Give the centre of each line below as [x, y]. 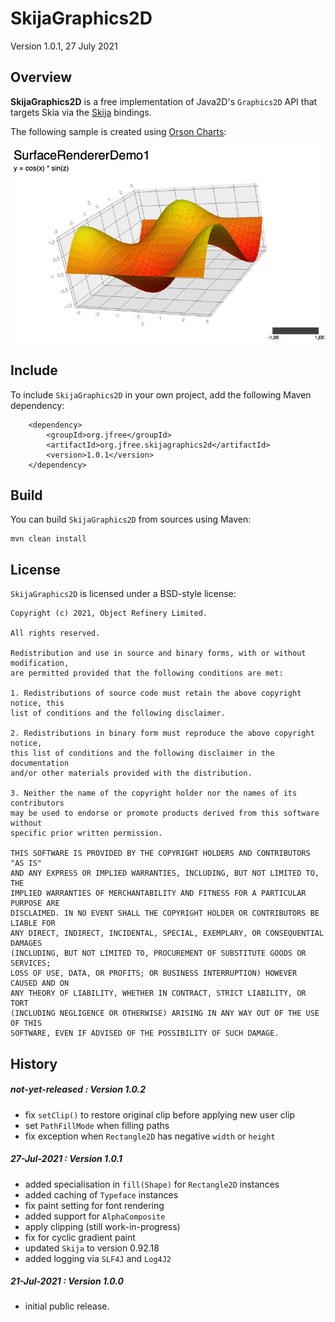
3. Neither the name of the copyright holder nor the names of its [154, 793]
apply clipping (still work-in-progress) [102, 1226]
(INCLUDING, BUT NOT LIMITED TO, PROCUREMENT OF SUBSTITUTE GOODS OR [158, 953]
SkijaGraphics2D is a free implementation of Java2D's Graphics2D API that [164, 101]
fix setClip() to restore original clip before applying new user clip [160, 1114]
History [34, 1063]
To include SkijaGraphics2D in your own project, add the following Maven [161, 394]
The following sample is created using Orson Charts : [118, 131]
